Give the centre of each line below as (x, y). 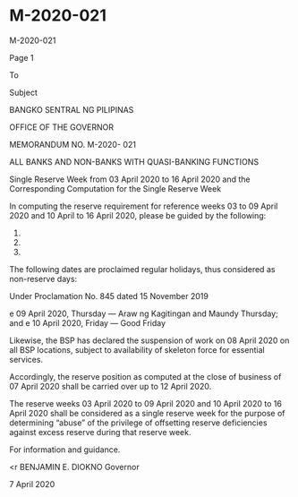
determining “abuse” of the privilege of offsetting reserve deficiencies (138, 423)
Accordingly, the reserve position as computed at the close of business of (145, 376)
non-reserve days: (43, 278)
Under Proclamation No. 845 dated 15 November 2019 (109, 296)
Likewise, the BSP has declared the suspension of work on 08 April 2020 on (149, 340)
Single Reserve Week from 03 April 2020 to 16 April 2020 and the (130, 179)
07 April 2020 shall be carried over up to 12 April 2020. (111, 386)
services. (26, 359)
